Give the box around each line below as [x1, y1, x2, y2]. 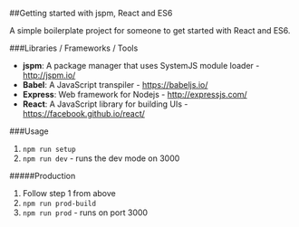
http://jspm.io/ [22, 70, 76, 80]
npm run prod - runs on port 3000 [22, 207, 148, 218]
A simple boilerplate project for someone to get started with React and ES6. [9, 25, 291, 35]
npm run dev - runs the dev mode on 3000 [22, 153, 180, 164]
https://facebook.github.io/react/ [22, 109, 145, 118]
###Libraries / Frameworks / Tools [9, 43, 139, 53]
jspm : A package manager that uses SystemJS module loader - [22, 61, 260, 71]
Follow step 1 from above [22, 188, 116, 198]
